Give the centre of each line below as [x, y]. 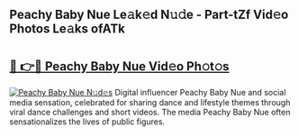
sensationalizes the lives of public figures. [87, 122]
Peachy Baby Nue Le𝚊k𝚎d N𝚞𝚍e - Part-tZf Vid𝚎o [149, 15]
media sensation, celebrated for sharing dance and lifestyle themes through [150, 102]
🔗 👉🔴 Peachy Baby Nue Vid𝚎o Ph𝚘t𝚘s [119, 66]
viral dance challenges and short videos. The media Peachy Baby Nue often [150, 112]
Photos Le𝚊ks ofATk [68, 29]
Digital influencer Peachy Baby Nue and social [200, 92]
